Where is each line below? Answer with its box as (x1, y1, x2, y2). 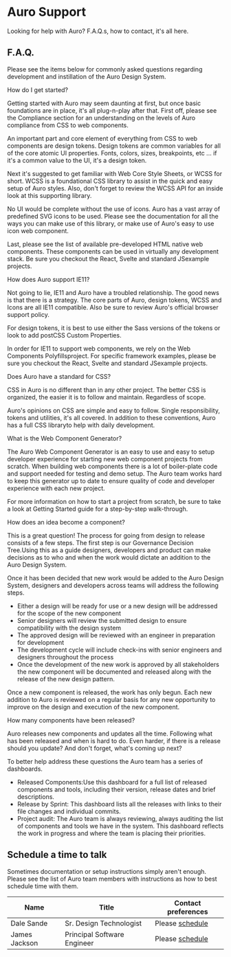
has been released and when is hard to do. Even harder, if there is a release (7, 736, 221, 745)
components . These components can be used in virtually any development (7, 247, 219, 255)
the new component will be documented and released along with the (16, 668, 212, 676)
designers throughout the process (16, 652, 114, 661)
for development (16, 638, 65, 646)
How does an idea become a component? (7, 518, 125, 526)
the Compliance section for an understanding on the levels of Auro (7, 113, 196, 122)
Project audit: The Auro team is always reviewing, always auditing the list (16, 814, 223, 822)
